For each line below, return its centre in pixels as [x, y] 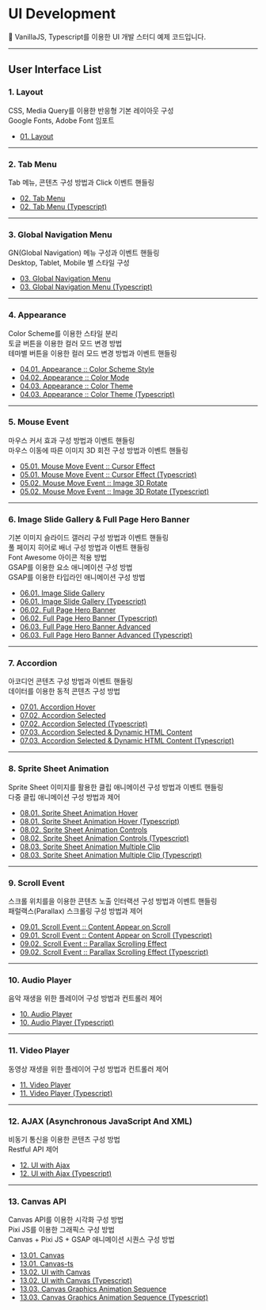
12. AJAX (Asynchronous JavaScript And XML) [100, 1121]
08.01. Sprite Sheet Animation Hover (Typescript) [99, 821]
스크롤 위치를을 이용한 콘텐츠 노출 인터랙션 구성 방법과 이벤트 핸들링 [113, 901]
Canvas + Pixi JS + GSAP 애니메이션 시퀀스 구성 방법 [92, 1239]
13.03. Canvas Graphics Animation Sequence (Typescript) [114, 1297]
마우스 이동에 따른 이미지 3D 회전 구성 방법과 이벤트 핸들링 [98, 450]
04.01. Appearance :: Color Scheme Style [87, 369]
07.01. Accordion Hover [57, 707]
